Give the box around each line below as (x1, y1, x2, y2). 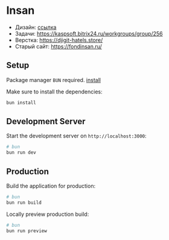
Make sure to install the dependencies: (6, 88, 103, 95)
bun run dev (6, 150, 36, 156)
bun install (6, 99, 36, 106)
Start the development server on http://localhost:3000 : (6, 132, 147, 139)
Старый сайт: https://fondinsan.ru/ (14, 43, 103, 50)
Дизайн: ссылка (14, 24, 57, 31)
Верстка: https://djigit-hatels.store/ (14, 36, 103, 43)
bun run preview (6, 227, 47, 234)
